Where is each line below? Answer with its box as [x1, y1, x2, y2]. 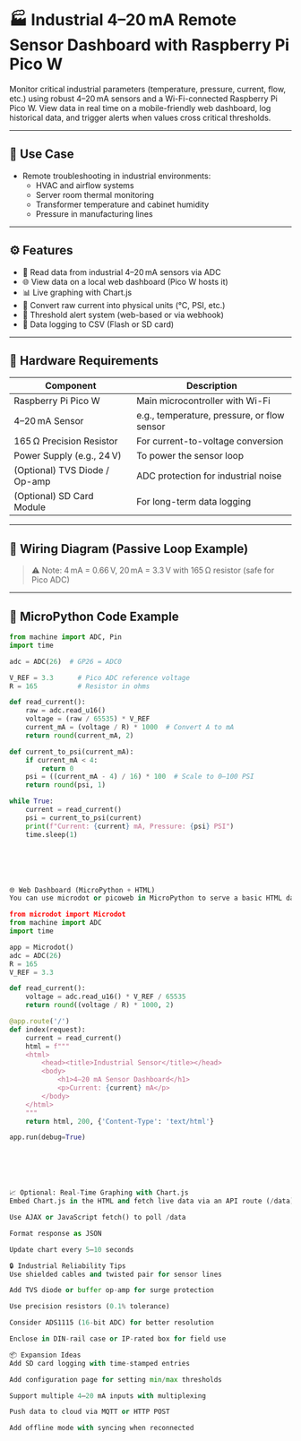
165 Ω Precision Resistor [13, 435, 118, 447]
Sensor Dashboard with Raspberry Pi [9, 35, 289, 56]
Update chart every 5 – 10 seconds [9, 1245, 134, 1254]
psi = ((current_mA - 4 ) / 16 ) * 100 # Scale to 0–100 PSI [25, 772, 254, 781]
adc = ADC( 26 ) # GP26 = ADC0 [9, 657, 123, 666]
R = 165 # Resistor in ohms [9, 681, 150, 691]
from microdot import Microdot [9, 910, 126, 919]
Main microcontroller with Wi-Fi [135, 394, 271, 407]
